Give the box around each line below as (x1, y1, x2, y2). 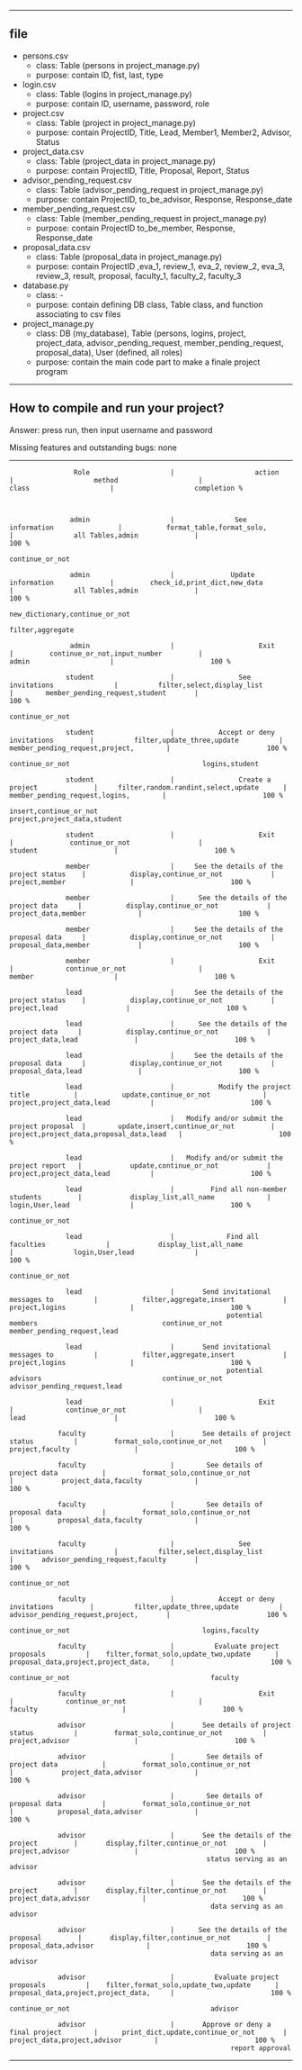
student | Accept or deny (66, 728, 276, 737)
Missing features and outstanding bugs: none (9, 442, 177, 453)
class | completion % (9, 484, 244, 493)
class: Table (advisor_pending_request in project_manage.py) (35, 184, 264, 194)
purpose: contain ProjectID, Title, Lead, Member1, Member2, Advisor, (35, 127, 292, 138)
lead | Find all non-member (66, 1185, 288, 1194)
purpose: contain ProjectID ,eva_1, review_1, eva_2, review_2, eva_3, (35, 260, 286, 271)
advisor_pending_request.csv (22, 175, 132, 185)
